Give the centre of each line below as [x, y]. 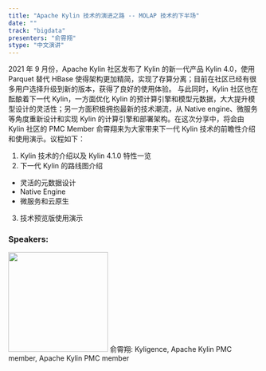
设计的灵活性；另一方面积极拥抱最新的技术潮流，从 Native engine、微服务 [136, 109]
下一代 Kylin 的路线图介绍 [61, 166]
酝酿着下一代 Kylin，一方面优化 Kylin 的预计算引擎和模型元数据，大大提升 [128, 99]
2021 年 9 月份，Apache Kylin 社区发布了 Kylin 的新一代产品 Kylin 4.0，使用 [131, 69]
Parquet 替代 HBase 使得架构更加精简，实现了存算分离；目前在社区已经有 [129, 79]
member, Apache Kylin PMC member [69, 358]
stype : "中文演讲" [37, 45]
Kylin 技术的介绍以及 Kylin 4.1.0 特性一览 [85, 156]
